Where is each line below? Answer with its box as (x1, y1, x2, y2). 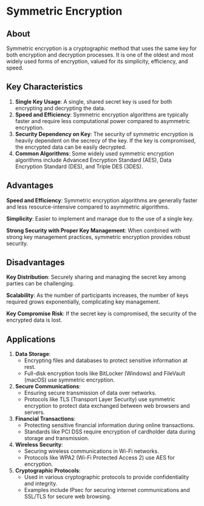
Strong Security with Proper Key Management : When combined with (6, 227, 181, 234)
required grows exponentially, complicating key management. (6, 298, 160, 305)
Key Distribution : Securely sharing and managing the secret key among (6, 273, 186, 281)
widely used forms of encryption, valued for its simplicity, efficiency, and (6, 58, 188, 65)
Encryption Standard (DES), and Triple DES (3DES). (15, 163, 143, 170)
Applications (6, 334, 56, 344)
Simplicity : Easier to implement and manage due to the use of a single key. (6, 215, 194, 222)
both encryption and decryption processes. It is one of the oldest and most (6, 51, 194, 59)
